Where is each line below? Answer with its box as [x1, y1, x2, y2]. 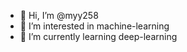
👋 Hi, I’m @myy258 [19, 10, 99, 21]
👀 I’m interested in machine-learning [19, 20, 170, 32]
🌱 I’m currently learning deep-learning [19, 31, 178, 42]
